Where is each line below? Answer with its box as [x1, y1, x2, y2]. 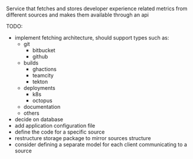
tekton [32, 78, 48, 85]
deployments [23, 85, 55, 91]
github [32, 53, 48, 60]
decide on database [14, 116, 64, 123]
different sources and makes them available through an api [6, 11, 149, 18]
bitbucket [32, 47, 55, 54]
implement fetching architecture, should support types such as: [14, 34, 169, 41]
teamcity [32, 72, 54, 79]
